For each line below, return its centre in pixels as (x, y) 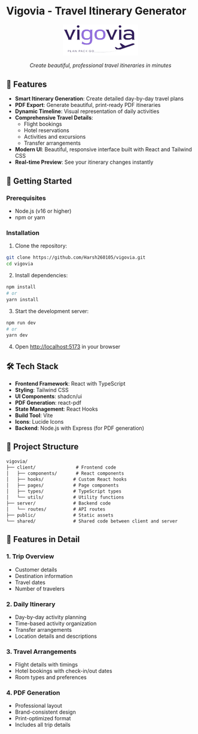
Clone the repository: (41, 246)
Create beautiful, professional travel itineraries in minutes (100, 65)
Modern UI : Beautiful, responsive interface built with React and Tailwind (103, 149)
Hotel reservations (47, 130)
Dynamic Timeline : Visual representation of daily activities (87, 111)
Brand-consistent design (45, 712)
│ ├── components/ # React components (65, 473)
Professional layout (39, 706)
